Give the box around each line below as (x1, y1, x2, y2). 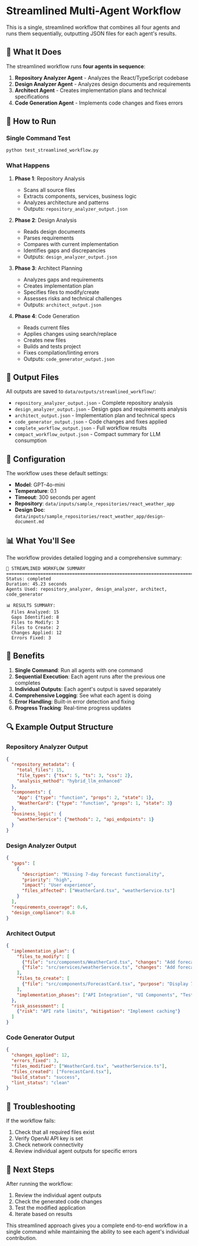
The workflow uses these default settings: (6, 470, 108, 477)
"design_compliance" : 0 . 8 (11, 910, 75, 915)
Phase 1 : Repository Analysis (14, 175, 85, 182)
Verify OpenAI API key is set (14, 1135, 83, 1142)
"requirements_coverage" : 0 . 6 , (11, 904, 88, 910)
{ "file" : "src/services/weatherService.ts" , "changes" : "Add (21, 964, 176, 970)
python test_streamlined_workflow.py (6, 148, 99, 153)
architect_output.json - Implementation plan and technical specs (14, 412, 176, 419)
